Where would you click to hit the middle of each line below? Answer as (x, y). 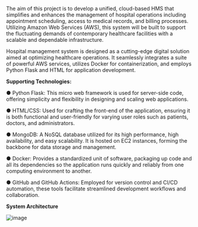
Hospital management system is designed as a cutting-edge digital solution (98, 51)
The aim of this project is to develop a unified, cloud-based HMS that (90, 9)
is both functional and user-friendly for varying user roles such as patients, (97, 117)
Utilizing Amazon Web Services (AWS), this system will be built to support (96, 27)
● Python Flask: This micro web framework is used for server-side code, (95, 93)
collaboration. (23, 195)
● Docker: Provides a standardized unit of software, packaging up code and (99, 158)
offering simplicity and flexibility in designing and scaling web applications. (97, 99)
